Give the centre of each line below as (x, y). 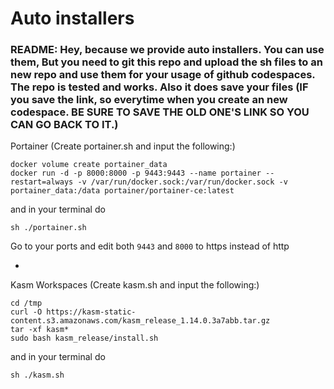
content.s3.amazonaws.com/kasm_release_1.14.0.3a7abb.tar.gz (140, 321)
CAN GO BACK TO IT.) (64, 125)
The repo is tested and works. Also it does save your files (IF (159, 87)
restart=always (42, 182)
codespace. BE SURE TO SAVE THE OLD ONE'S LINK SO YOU (160, 112)
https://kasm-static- (91, 312)
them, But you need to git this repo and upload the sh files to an (166, 62)
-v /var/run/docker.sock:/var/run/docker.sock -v (182, 182)
